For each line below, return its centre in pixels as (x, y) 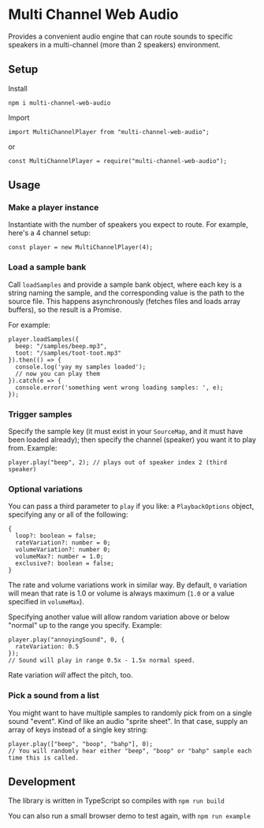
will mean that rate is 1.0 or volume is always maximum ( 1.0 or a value (121, 593)
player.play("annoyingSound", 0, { (67, 640)
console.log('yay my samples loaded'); (81, 367)
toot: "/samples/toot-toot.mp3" (69, 353)
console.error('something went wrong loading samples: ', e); (119, 388)
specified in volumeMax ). (46, 602)
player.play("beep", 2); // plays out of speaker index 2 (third (117, 462)
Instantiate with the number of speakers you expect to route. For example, (128, 225)
